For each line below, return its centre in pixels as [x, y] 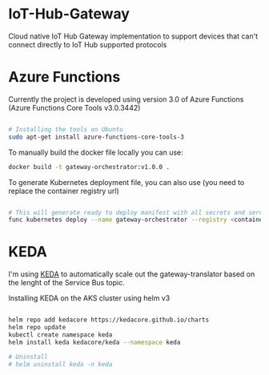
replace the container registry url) [64, 191]
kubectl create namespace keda [60, 335]
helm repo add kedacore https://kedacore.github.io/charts [109, 320]
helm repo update [37, 328]
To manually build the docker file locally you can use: [96, 152]
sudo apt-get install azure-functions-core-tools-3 [96, 137]
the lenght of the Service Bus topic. [67, 283]
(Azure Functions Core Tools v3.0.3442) [74, 107]
